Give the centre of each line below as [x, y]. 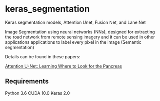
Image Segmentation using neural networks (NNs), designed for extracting [80, 32]
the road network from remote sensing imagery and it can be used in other [80, 37]
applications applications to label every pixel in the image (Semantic [73, 42]
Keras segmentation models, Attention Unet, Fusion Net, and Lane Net [76, 22]
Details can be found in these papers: [43, 56]
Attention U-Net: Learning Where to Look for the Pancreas [64, 66]
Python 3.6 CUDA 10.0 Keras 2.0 [38, 93]
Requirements [27, 81]
